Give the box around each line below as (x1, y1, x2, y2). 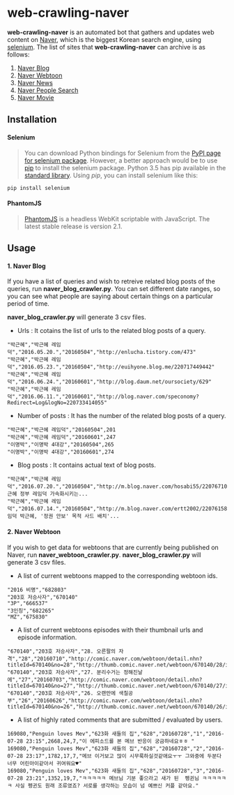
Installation (7, 114, 57, 126)
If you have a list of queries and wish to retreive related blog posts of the (7, 277, 216, 285)
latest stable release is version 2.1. (24, 222, 123, 230)
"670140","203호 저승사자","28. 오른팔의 (7, 648, 116, 655)
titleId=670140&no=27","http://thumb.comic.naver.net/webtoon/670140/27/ (7, 682, 226, 689)
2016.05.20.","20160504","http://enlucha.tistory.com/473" (21, 349, 196, 356)
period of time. (7, 299, 50, 308)
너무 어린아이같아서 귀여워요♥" (7, 759, 82, 767)
